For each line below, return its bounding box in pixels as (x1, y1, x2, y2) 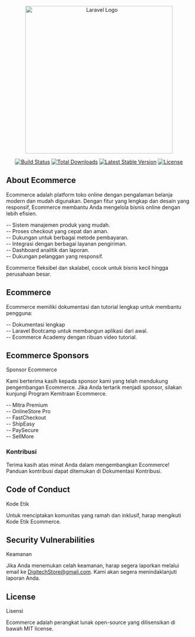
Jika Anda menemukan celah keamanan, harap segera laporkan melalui (6, 562, 180, 569)
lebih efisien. (6, 210, 37, 217)
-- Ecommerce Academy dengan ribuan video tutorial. (6, 334, 137, 341)
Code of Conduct (6, 485, 71, 495)
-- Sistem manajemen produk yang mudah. (6, 221, 111, 228)
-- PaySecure (6, 427, 39, 434)
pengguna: (6, 309, 32, 316)
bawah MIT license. (6, 625, 54, 632)
